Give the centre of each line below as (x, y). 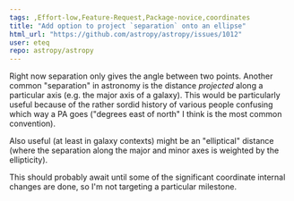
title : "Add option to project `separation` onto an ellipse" (128, 26)
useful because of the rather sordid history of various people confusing (141, 105)
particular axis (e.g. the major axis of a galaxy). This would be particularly (145, 96)
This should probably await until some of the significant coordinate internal (147, 177)
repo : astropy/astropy (52, 51)
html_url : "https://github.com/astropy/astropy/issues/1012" (126, 34)
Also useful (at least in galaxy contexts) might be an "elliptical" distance (142, 141)
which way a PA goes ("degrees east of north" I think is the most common (146, 114)
